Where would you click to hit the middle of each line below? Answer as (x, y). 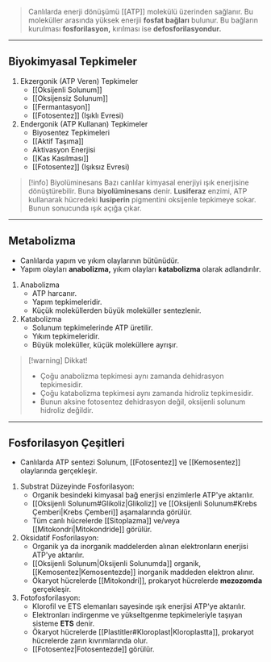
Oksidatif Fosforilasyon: (59, 538)
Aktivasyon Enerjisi (64, 149)
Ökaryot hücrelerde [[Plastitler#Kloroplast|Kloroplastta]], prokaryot (143, 632)
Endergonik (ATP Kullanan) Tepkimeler (84, 123)
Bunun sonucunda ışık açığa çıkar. (85, 208)
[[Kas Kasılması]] (60, 158)
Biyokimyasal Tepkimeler (73, 62)
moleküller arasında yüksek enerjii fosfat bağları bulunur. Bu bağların (143, 20)
